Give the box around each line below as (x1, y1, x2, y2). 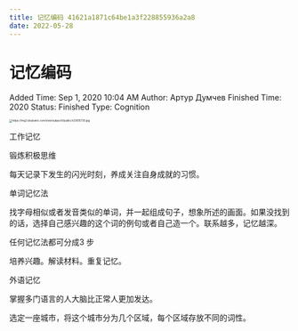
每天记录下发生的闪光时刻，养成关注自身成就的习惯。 (9, 168, 205, 179)
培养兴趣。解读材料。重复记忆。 (9, 255, 126, 266)
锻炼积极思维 (9, 149, 56, 160)
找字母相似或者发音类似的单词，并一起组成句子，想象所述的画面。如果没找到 (9, 206, 290, 217)
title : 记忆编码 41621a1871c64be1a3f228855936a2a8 (9, 12, 196, 22)
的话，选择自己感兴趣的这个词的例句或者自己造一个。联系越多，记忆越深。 (9, 217, 282, 228)
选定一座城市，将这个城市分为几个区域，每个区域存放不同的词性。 (9, 312, 251, 323)
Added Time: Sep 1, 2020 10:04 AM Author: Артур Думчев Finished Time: (9, 93, 282, 103)
